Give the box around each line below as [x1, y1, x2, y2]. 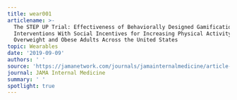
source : [7, 63, 30, 70]
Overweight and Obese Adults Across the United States [13, 37, 178, 44]
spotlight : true [7, 82, 55, 89]
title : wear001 [7, 10, 52, 18]
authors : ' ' [7, 56, 46, 63]
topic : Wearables [7, 43, 59, 50]
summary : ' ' [7, 75, 46, 83]
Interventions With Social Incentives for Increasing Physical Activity [13, 30, 232, 37]
